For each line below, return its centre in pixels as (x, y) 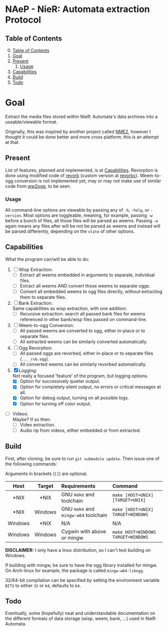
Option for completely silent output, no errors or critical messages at (90, 387)
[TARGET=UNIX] (129, 500)
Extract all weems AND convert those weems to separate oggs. (85, 286)
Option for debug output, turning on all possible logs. (74, 398)
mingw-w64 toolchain (84, 515)
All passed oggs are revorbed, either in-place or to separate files (86, 353)
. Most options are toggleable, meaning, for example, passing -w (87, 215)
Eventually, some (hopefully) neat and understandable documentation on (80, 613)
